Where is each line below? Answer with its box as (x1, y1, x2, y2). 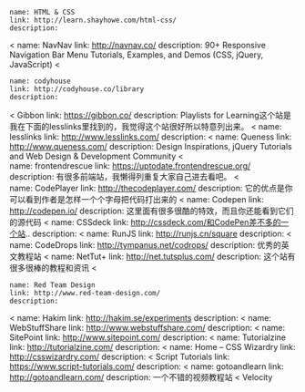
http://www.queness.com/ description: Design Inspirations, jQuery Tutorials (9, 141, 293, 151)
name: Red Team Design (9, 281, 96, 290)
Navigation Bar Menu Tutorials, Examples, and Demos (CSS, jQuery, (9, 49, 264, 60)
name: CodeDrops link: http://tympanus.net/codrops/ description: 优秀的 (9, 240, 282, 250)
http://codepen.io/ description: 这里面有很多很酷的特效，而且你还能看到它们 (9, 205, 294, 216)
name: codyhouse (9, 77, 71, 86)
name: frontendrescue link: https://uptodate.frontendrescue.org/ (9, 160, 251, 171)
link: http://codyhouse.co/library (9, 85, 145, 94)
